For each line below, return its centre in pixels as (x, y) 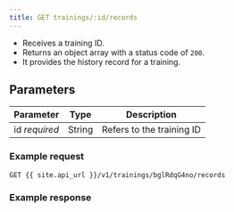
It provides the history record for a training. (101, 61)
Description (151, 115)
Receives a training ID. (63, 43)
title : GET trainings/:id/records (74, 17)
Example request (47, 157)
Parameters (42, 90)
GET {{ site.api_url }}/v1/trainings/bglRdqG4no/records (117, 175)
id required (37, 130)
